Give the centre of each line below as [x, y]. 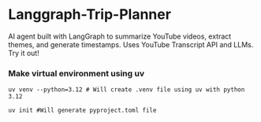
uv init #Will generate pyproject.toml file [82, 111]
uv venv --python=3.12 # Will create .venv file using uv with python [127, 90]
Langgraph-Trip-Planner [90, 15]
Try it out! [24, 53]
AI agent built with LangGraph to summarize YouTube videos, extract [120, 36]
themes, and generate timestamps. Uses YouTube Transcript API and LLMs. [131, 44]
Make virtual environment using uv [76, 73]
